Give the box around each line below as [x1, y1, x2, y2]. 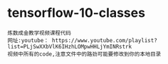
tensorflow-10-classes [7, 5, 146, 21]
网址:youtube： [7, 37, 49, 44]
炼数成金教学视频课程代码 [7, 30, 71, 37]
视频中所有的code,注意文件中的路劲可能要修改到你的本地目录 [7, 51, 162, 58]
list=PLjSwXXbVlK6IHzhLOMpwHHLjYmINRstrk [7, 43, 132, 50]
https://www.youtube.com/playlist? [52, 37, 158, 44]
